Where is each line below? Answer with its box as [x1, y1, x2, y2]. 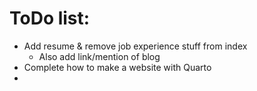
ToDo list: [9, 7, 91, 30]
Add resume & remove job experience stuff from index [23, 40, 248, 52]
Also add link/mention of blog [38, 50, 161, 62]
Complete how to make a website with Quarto [23, 61, 212, 73]
